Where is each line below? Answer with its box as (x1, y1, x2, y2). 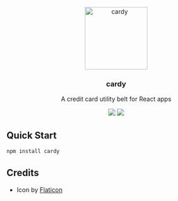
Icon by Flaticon (16, 185, 63, 194)
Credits (6, 167, 40, 179)
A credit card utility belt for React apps (60, 95, 172, 104)
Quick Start (6, 129, 57, 141)
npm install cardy (6, 148, 60, 155)
